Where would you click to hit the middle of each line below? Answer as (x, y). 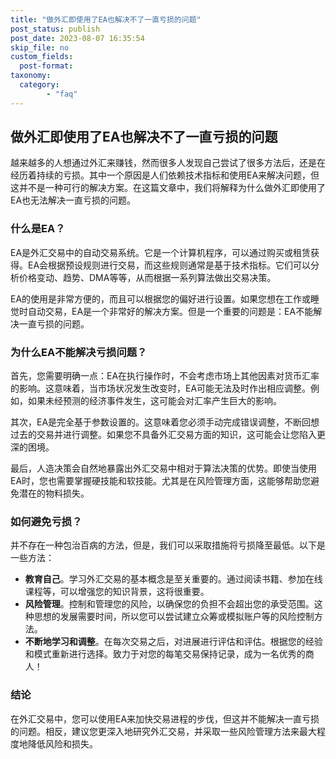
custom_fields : (42, 57)
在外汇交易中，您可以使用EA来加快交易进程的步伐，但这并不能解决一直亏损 (165, 718)
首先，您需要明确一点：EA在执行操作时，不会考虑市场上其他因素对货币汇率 (165, 376)
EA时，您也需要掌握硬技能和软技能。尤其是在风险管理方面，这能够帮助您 (161, 481)
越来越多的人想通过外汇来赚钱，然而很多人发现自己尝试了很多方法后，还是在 (168, 163)
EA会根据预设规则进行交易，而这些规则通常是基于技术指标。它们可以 (169, 265)
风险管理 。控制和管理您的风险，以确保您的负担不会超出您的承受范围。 (169, 604)
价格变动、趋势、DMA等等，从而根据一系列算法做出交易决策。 (147, 277)
